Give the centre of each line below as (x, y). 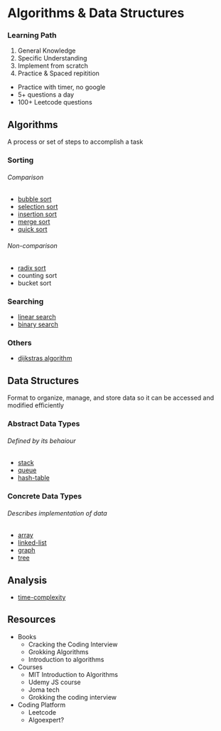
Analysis (27, 580)
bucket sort (34, 283)
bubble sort (34, 199)
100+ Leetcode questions (55, 102)
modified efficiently (36, 405)
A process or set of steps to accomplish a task (75, 142)
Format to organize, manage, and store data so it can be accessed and (111, 398)
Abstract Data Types (44, 423)
